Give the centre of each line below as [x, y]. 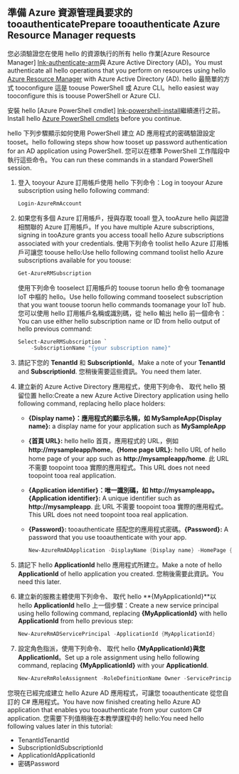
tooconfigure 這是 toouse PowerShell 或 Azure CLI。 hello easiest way [117, 88]
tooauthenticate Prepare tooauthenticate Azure [114, 25]
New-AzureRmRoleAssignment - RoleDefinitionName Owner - [102, 679]
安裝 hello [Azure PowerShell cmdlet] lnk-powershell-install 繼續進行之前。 [116, 110]
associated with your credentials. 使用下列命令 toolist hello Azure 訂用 [120, 243]
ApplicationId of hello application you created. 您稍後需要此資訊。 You [121, 574]
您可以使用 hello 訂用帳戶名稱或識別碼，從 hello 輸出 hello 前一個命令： [122, 313]
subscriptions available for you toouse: [74, 260]
